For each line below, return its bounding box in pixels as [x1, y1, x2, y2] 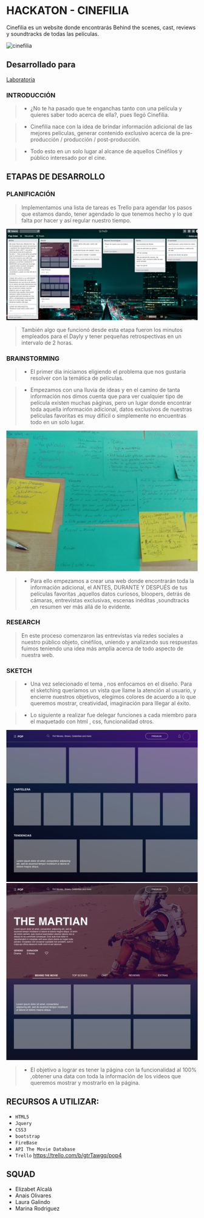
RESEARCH [6, 618, 41, 627]
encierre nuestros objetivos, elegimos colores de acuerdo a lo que [30, 693, 196, 701]
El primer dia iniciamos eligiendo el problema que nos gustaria [30, 368, 186, 376]
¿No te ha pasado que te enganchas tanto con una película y [30, 105, 182, 112]
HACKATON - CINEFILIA [6, 4, 129, 18]
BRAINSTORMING [6, 354, 59, 362]
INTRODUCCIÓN [6, 91, 56, 99]
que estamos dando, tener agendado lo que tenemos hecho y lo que [21, 210, 193, 218]
